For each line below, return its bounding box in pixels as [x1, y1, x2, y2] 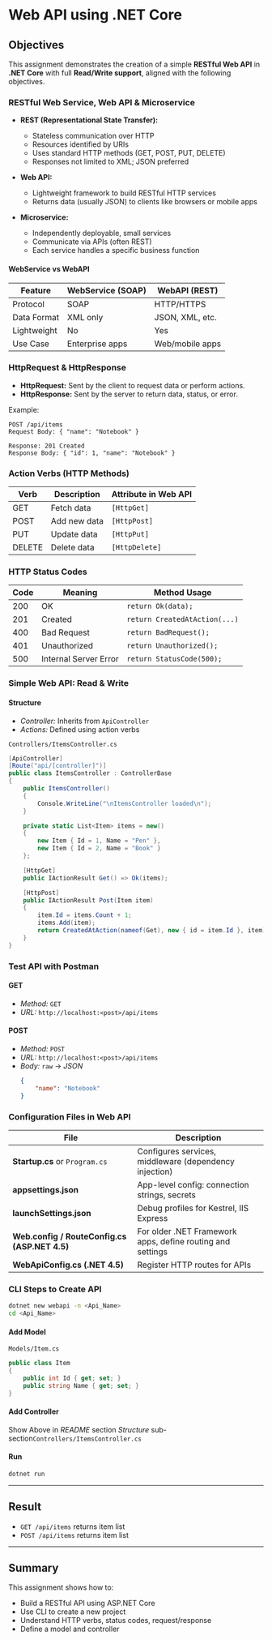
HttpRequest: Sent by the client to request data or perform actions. [19, 380, 245, 390]
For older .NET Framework [137, 1226, 237, 1237]
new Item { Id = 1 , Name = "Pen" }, [37, 837, 161, 845]
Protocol [12, 298, 45, 310]
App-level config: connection [137, 1179, 249, 1190]
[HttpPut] [111, 529, 150, 539]
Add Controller [8, 1407, 59, 1416]
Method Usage [153, 587, 212, 598]
